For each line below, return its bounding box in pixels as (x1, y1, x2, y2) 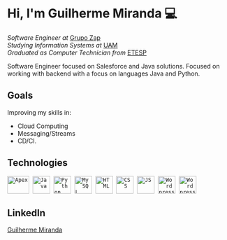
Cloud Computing (17, 122, 68, 130)
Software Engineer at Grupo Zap (7, 33, 101, 42)
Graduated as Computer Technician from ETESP (7, 48, 147, 57)
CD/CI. (17, 136, 37, 145)
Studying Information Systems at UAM (7, 41, 118, 49)
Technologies (7, 157, 68, 169)
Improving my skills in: (7, 108, 71, 116)
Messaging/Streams (17, 129, 75, 137)
